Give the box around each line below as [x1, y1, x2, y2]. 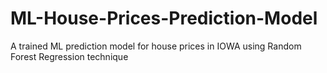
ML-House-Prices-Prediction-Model [10, 7, 318, 30]
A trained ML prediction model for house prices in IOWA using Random [10, 40, 302, 52]
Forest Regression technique [10, 50, 129, 62]
